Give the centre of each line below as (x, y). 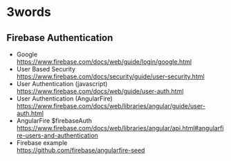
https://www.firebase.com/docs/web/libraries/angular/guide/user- (111, 106)
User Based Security (46, 69)
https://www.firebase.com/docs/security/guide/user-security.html (110, 76)
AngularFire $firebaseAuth (54, 121)
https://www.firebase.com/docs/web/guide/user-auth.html (100, 91)
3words (29, 12)
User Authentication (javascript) (62, 84)
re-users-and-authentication (57, 135)
